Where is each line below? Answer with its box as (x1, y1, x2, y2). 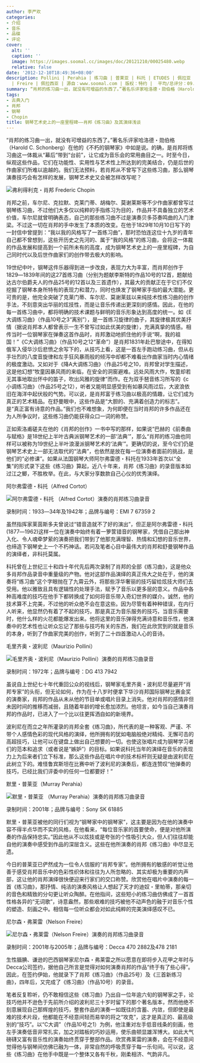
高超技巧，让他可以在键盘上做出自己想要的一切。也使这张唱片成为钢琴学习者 (6, 738, 194, 745)
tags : (6, 92, 20, 98)
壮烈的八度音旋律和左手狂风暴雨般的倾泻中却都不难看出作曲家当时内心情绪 (11, 353, 194, 360)
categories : (6, 14, 36, 20)
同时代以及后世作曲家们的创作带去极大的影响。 (11, 251, 126, 258)
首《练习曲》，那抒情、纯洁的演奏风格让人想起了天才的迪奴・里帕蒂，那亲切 (6, 883, 192, 890)
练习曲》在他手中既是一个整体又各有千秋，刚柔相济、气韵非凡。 (16, 1050, 173, 1058)
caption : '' (11, 53, 42, 59)
